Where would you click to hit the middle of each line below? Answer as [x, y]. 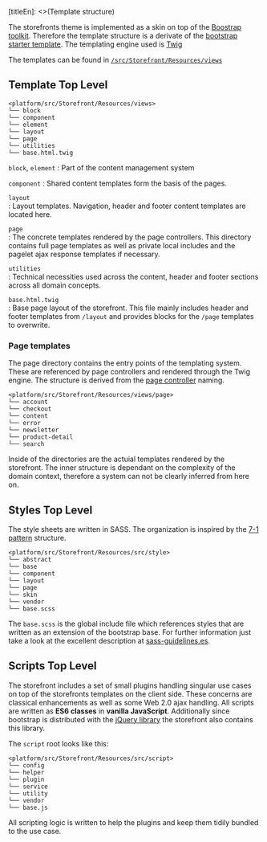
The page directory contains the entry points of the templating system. [125, 363]
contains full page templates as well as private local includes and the [122, 245]
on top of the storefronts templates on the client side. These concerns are [130, 693]
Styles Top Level [51, 510]
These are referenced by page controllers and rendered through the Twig [129, 372]
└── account [28, 402]
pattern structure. [37, 537]
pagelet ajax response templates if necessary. [84, 254]
